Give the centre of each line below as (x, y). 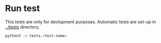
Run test (23, 8)
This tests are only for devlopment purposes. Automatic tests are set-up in (80, 22)
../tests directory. (22, 27)
